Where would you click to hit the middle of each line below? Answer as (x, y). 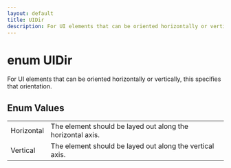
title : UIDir (26, 20)
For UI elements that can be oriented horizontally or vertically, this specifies (114, 79)
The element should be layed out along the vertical (132, 146)
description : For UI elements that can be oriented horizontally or (107, 26)
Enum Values (36, 108)
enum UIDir (40, 60)
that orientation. (30, 86)
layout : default (30, 13)
